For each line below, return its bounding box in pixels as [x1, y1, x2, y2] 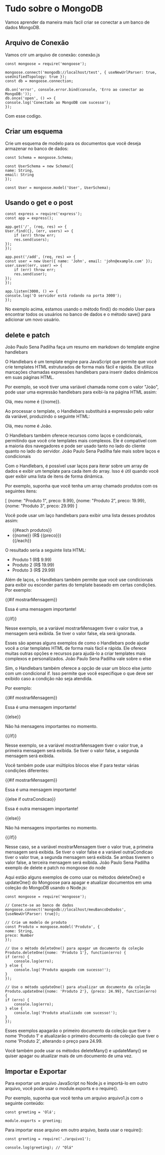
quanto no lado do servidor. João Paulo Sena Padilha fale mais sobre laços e [5, 448, 160, 454]
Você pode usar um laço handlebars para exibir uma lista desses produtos [5, 513, 156, 518]
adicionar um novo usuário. [5, 317, 60, 323]
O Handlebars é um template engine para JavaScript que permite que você [5, 359, 157, 365]
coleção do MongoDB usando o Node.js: [5, 885, 87, 891]
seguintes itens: [5, 488, 37, 494]
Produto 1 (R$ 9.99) [12, 557, 52, 563]
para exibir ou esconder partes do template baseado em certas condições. [5, 582, 157, 588]
